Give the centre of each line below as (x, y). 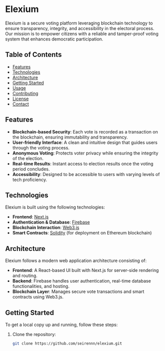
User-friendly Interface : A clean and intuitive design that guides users (85, 142)
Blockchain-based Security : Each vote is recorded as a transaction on (85, 131)
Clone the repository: (34, 334)
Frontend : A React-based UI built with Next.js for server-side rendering (85, 270)
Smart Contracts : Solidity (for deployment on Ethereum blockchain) (82, 233)
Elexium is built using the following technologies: (55, 207)
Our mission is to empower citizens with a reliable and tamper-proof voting (82, 33)
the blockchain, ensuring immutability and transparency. (70, 137)
